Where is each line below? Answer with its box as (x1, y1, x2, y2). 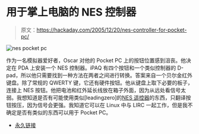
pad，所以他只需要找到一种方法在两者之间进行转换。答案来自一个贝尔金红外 (6, 71, 193, 79)
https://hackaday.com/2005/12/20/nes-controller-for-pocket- (36, 26, 187, 33)
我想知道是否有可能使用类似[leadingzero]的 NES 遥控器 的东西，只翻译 (16, 94, 186, 101)
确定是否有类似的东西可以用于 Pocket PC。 (6, 108, 112, 116)
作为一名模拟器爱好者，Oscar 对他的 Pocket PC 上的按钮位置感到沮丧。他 (6, 57, 186, 64)
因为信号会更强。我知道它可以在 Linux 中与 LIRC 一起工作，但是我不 (26, 101, 193, 108)
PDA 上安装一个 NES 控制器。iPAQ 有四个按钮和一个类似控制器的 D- (17, 64, 184, 71)
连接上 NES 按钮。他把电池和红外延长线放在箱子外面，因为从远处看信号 (6, 86, 181, 94)
